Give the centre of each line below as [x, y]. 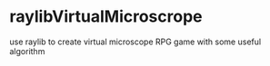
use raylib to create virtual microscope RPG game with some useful [135, 42]
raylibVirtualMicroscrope [106, 17]
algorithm [27, 51]
